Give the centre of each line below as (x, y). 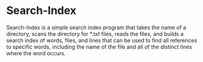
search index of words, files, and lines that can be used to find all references (102, 40)
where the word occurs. (36, 53)
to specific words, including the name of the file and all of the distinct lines (99, 47)
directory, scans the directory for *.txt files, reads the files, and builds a (95, 33)
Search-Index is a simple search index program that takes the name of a (96, 27)
